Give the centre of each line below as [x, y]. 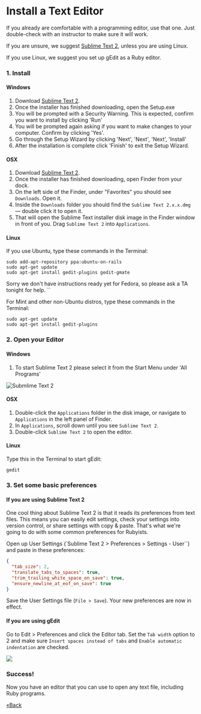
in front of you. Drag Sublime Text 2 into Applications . [82, 224]
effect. [14, 607]
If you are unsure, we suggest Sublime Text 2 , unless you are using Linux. [97, 46]
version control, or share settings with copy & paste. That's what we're [94, 526]
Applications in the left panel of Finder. [63, 419]
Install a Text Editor [55, 11]
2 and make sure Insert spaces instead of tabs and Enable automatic [94, 641]
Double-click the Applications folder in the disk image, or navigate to [100, 412]
